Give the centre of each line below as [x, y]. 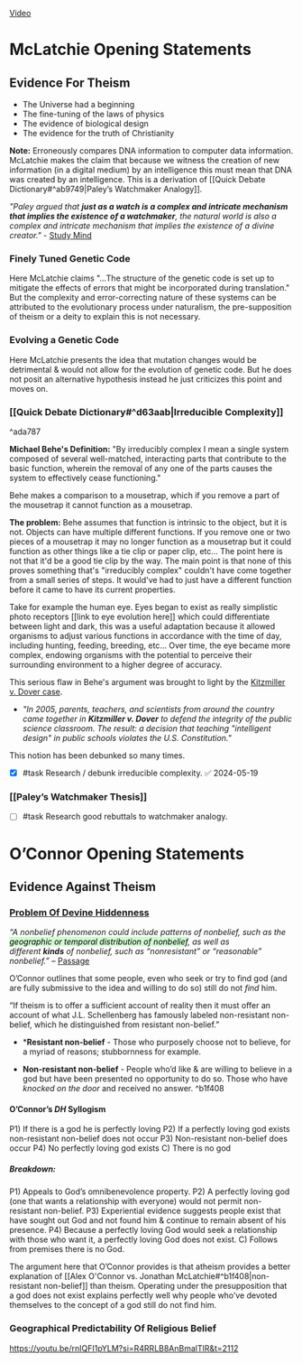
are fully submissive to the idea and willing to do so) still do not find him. [143, 988]
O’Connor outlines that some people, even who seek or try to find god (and [148, 978]
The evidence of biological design [85, 124]
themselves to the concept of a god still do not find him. [113, 1305]
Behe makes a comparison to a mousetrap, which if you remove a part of [145, 495]
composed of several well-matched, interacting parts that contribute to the [148, 459]
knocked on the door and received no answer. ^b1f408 [123, 1089]
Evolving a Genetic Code [64, 340]
